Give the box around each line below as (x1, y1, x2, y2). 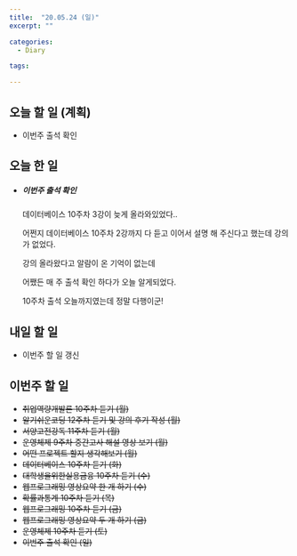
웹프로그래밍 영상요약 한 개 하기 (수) (21, 481, 147, 492)
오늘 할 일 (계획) (9, 104, 92, 120)
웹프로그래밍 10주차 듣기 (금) (21, 504, 123, 514)
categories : (9, 37, 53, 46)
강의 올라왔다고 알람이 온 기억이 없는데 (21, 258, 156, 269)
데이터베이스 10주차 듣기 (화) (21, 459, 123, 470)
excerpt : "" (9, 21, 53, 30)
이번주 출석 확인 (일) (21, 536, 92, 547)
